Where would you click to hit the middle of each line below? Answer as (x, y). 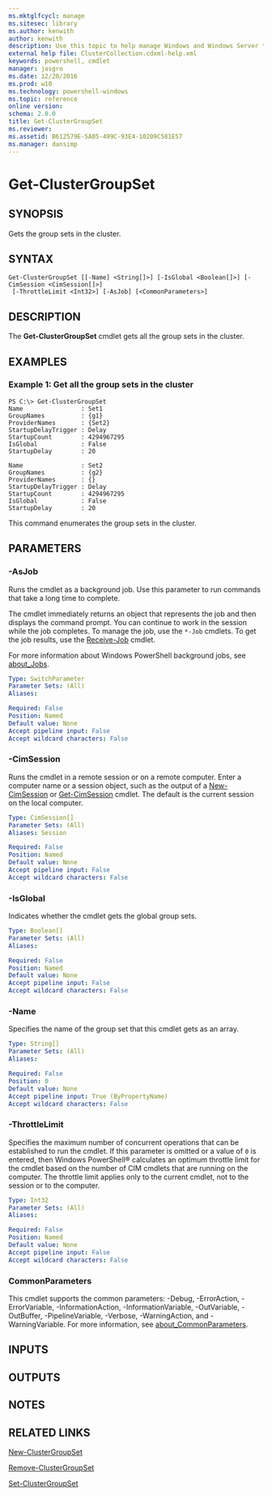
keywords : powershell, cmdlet (59, 62)
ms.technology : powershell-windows (68, 91)
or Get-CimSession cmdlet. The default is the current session (152, 794)
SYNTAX (31, 259)
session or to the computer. (54, 1185)
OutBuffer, (25, 1315)
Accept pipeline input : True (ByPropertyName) (88, 1096)
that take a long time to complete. (64, 598)
